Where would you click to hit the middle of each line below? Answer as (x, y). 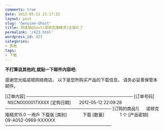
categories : (17, 42)
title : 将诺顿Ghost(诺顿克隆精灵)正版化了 (44, 28)
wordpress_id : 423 (24, 37)
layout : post (18, 19)
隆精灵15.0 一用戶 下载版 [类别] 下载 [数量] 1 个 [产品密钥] (77, 115)
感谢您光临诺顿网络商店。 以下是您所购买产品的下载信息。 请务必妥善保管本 (81, 80)
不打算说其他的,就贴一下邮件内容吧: (41, 69)
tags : (11, 50)
